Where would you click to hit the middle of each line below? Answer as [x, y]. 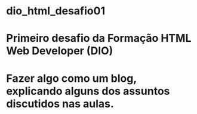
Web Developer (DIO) [60, 51]
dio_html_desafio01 [56, 11]
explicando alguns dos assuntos [88, 91]
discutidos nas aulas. [60, 104]
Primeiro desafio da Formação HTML [99, 38]
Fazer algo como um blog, [71, 78]
